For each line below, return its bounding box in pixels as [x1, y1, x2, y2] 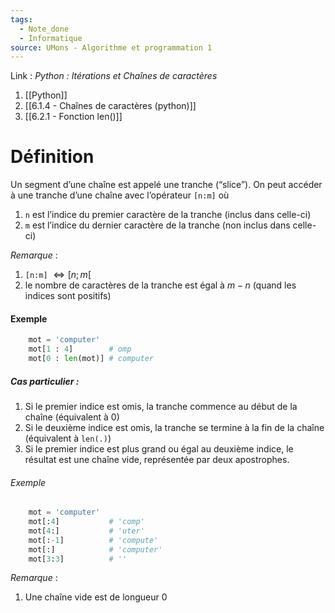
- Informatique [19, 33, 83, 43]
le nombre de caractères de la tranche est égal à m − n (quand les [24, 279, 297, 291]
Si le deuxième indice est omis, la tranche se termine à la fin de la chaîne [24, 421, 325, 433]
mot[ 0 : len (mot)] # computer [28, 354, 155, 364]
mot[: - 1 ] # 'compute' [28, 535, 159, 545]
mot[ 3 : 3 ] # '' [28, 554, 128, 564]
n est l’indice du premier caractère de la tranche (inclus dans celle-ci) [24, 209, 312, 221]
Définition [10, 146, 95, 168]
